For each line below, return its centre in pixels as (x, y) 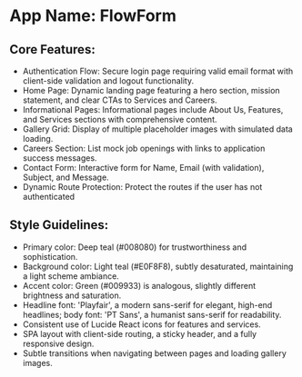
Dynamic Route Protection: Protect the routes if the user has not (142, 187)
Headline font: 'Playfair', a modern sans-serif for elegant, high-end (147, 304)
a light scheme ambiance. (71, 276)
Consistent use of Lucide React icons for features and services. (141, 324)
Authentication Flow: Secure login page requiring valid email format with (158, 71)
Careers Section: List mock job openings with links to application (144, 148)
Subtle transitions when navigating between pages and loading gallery (154, 353)
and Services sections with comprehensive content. (120, 119)
